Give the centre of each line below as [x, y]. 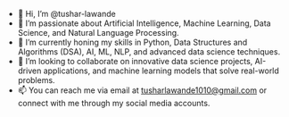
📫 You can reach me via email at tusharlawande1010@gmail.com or [142, 90]
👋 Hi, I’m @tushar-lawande [66, 14]
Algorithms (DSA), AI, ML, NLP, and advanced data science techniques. [149, 52]
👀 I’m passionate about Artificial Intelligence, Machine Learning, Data [144, 23]
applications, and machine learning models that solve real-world [161, 71]
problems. [36, 80]
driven [29, 71]
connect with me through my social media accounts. [114, 103]
